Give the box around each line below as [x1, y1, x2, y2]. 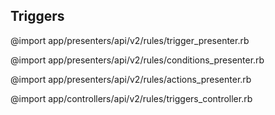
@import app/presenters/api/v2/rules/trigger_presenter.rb [10, 34, 250, 46]
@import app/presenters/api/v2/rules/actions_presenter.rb [10, 73, 252, 85]
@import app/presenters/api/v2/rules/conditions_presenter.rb [10, 54, 265, 66]
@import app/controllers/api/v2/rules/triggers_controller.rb [10, 92, 253, 104]
